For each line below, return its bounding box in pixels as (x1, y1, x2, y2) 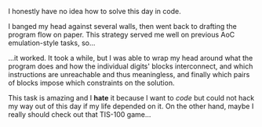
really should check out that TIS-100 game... (8, 110, 151, 119)
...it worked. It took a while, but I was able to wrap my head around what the (8, 54, 253, 62)
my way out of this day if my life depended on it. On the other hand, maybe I (8, 101, 254, 111)
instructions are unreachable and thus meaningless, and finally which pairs (8, 70, 250, 79)
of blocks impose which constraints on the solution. (8, 78, 175, 87)
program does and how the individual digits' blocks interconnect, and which (8, 62, 253, 71)
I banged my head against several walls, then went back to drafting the (8, 22, 237, 30)
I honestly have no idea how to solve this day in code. (8, 7, 182, 16)
